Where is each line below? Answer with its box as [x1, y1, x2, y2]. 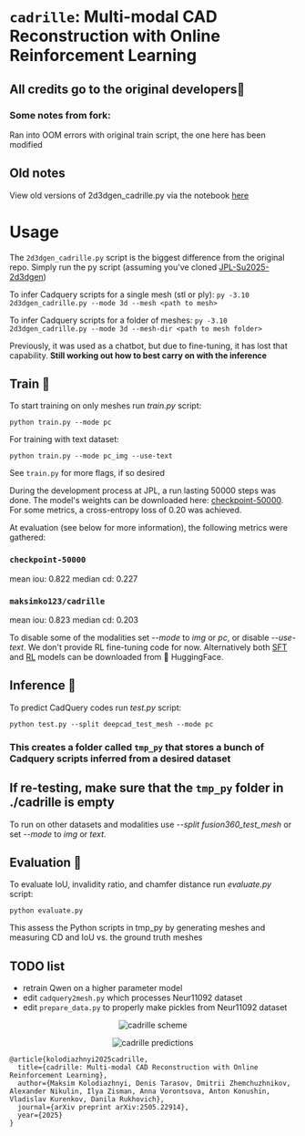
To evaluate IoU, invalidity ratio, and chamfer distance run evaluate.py [9, 879, 272, 890]
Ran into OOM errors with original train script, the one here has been [9, 129, 266, 140]
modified [9, 139, 43, 150]
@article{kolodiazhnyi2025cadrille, [9, 1055, 148, 1064]
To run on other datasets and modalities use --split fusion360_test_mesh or [9, 819, 292, 830]
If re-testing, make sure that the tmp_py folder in [9, 780, 284, 796]
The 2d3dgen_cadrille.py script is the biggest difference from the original [9, 252, 285, 263]
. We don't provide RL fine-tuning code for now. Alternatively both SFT [23, 642, 288, 653]
